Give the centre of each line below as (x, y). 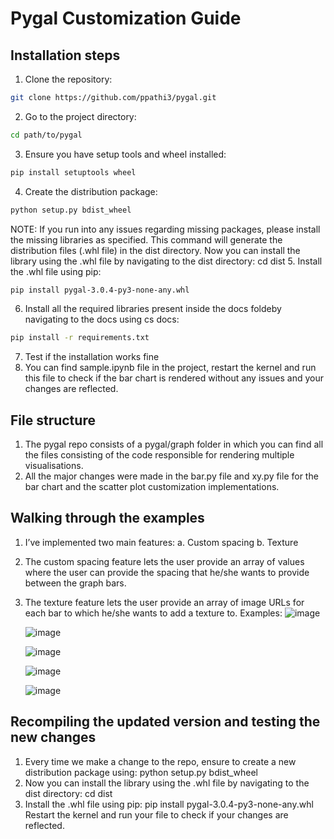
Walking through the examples (107, 518)
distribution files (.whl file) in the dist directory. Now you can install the (155, 250)
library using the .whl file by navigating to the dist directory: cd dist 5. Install (166, 261)
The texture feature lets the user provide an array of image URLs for (164, 602)
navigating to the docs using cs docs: (102, 319)
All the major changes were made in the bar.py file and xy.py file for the (171, 476)
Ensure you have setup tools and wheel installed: (125, 154)
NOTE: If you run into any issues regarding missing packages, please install (165, 229)
